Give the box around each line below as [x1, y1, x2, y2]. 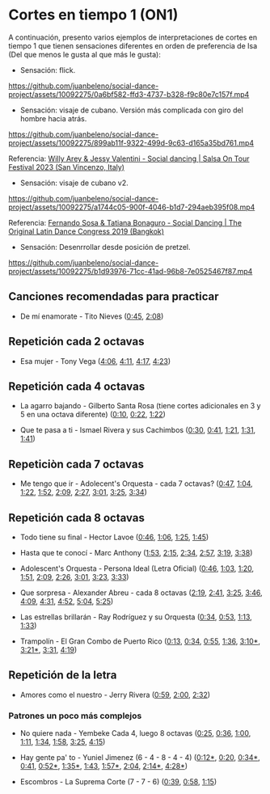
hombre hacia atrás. [19, 113, 87, 123]
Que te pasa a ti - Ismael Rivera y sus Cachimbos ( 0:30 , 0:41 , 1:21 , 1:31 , [19, 425, 256, 435]
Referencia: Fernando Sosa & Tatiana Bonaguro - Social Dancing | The [8, 218, 243, 227]
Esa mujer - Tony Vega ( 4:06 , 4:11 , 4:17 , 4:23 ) [19, 356, 171, 365]
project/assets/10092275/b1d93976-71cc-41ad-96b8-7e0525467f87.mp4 [8, 266, 253, 276]
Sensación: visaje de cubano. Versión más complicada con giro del [19, 105, 244, 115]
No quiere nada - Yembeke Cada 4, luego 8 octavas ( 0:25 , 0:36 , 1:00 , [19, 729, 251, 738]
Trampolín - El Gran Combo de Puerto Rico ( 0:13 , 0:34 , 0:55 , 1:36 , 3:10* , [19, 636, 261, 646]
